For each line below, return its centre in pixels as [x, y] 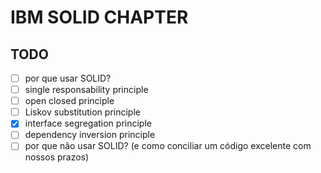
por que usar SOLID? [68, 78]
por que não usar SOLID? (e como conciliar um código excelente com [168, 146]
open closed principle [69, 101]
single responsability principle [86, 90]
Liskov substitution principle [82, 112]
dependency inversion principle [90, 135]
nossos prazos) [57, 157]
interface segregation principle [88, 123]
